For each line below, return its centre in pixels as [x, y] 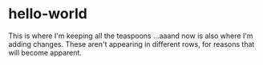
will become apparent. [45, 52]
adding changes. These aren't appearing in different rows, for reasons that [131, 44]
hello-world [48, 14]
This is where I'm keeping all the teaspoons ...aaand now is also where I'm [131, 36]
